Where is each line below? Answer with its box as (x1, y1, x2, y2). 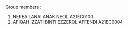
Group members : (5, 4, 42, 10)
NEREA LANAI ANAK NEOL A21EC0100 (12, 14, 93, 19)
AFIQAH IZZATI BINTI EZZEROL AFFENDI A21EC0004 (12, 19, 123, 25)
